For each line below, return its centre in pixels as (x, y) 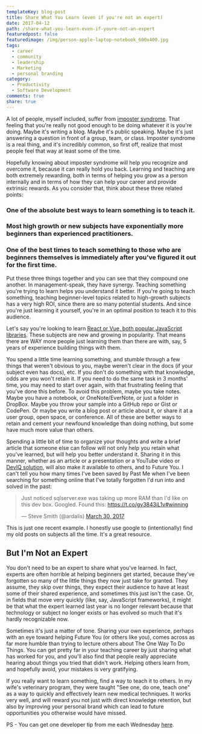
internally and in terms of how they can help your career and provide (91, 182)
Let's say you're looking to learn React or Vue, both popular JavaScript (94, 328)
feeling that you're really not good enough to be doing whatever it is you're (99, 125)
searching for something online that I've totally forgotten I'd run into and (96, 479)
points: (15, 194)
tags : (13, 46)
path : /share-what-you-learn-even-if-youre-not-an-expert (80, 29)
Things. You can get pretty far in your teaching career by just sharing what (99, 650)
